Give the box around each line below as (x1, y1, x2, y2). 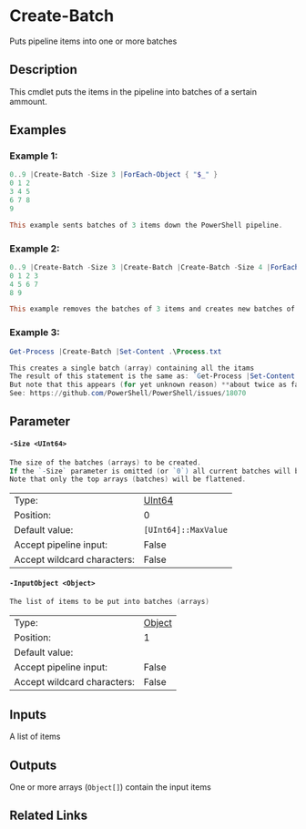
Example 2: (9, 242, 60, 255)
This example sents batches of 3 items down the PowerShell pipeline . (9, 220, 283, 230)
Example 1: (9, 149, 58, 162)
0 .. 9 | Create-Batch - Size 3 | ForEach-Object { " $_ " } (9, 170, 219, 179)
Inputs (9, 707, 47, 722)
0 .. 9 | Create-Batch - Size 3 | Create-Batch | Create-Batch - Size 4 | (9, 262, 271, 271)
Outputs (9, 757, 57, 773)
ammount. (9, 96, 47, 107)
